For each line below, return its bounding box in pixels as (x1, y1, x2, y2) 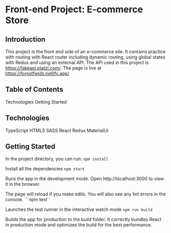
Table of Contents (5, 85, 64, 94)
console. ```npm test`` (5, 197, 51, 203)
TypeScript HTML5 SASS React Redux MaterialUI (5, 127, 109, 133)
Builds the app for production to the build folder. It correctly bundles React (5, 217, 162, 223)
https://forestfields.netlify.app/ (5, 70, 69, 76)
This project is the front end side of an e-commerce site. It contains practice (5, 49, 166, 54)
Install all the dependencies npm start (5, 166, 85, 172)
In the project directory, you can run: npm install (5, 156, 109, 162)
